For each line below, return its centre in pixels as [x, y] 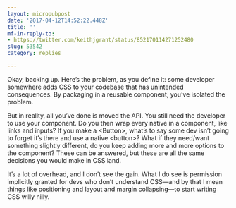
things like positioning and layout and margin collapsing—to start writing [112, 189]
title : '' [22, 27]
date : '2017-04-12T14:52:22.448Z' [58, 20]
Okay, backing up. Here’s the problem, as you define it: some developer [111, 79]
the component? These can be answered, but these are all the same [106, 153]
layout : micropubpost [39, 14]
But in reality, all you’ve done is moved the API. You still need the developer [117, 115]
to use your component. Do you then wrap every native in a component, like [117, 123]
